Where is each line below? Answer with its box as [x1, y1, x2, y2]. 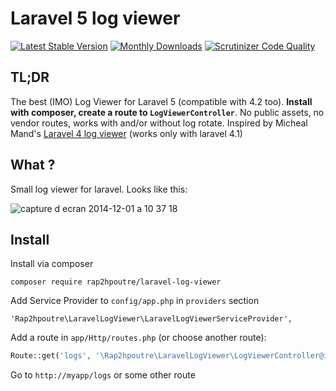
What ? [10, 157, 56, 174]
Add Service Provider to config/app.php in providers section [10, 295, 260, 307]
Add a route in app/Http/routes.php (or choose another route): [10, 332, 267, 344]
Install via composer [10, 258, 94, 270]
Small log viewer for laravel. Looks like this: [10, 183, 188, 195]
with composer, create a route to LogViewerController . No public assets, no [10, 106, 325, 118]
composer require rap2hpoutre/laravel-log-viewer [10, 277, 222, 287]
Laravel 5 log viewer [10, 7, 181, 30]
